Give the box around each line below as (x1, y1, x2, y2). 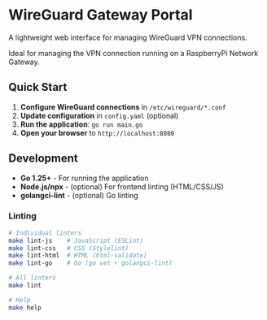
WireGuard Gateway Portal (8, 6, 193, 24)
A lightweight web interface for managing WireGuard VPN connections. (8, 32, 247, 42)
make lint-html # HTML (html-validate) (8, 252, 148, 260)
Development (8, 152, 79, 166)
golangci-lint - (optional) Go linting (20, 190, 138, 200)
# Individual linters (8, 229, 82, 237)
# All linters (8, 274, 57, 282)
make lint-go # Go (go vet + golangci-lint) (8, 259, 173, 267)
